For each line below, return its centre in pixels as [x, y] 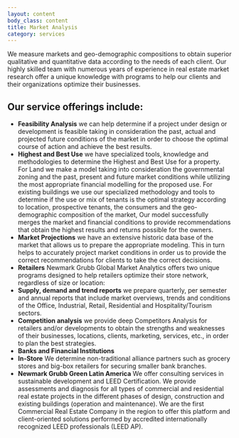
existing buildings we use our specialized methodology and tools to [116, 192]
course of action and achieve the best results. [85, 147]
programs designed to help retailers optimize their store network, [113, 276]
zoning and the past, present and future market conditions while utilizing [124, 177]
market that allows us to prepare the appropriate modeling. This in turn [121, 245]
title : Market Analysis [43, 27]
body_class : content [38, 21]
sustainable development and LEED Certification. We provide [107, 381]
